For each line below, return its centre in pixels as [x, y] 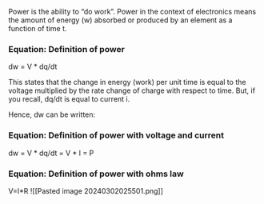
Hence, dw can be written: [52, 114]
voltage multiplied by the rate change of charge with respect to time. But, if [132, 90]
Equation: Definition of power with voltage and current [116, 135]
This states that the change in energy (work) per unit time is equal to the [127, 82]
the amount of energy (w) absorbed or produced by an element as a [120, 20]
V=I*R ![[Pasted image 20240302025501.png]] [86, 190]
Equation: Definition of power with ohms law [96, 174]
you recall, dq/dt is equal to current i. [69, 99]
